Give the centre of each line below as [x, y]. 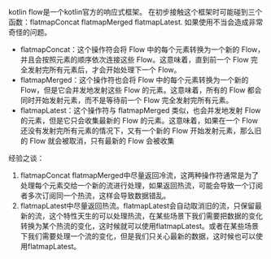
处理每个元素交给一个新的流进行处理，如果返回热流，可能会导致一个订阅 [141, 186]
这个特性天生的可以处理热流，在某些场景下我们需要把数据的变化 [155, 216]
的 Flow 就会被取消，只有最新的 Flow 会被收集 [97, 141]
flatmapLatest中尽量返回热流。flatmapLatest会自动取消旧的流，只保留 [137, 206]
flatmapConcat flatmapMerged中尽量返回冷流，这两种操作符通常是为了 [139, 175]
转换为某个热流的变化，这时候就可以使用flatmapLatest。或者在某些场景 [139, 226]
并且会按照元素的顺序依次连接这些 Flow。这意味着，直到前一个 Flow [135, 60]
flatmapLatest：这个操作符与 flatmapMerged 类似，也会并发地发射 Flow [140, 110]
